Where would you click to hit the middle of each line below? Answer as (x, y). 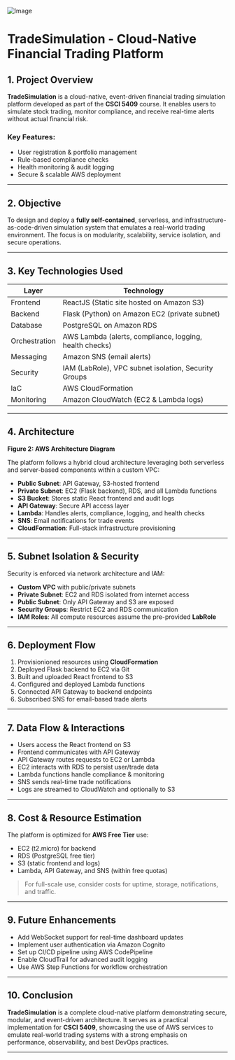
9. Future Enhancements (62, 920)
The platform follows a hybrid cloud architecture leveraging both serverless (116, 462)
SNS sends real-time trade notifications (74, 782)
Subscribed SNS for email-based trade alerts (82, 699)
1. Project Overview (50, 79)
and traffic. (40, 891)
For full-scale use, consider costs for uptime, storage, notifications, (121, 884)
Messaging (29, 356)
